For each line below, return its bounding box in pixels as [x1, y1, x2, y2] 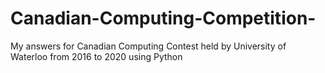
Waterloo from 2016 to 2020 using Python [10, 50, 183, 62]
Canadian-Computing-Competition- [10, 7, 317, 30]
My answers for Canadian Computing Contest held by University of [10, 40, 287, 52]
